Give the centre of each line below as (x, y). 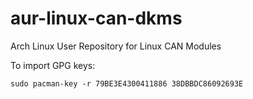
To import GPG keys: (53, 65)
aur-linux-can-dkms (96, 18)
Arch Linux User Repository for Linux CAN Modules (116, 46)
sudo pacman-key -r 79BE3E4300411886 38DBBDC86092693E (127, 83)
